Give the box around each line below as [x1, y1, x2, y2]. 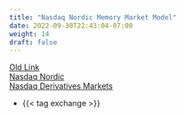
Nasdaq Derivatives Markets [9, 81, 113, 91]
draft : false [9, 37, 58, 47]
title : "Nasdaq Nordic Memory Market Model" [9, 12, 177, 22]
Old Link [9, 62, 40, 73]
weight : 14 [9, 29, 50, 38]
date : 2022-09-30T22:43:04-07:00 [9, 21, 133, 30]
